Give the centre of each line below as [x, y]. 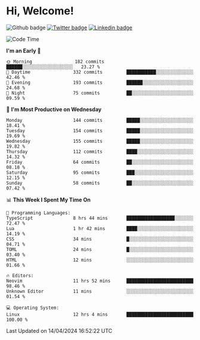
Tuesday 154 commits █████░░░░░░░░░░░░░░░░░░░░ [100, 131]
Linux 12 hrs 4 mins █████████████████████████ [100, 314]
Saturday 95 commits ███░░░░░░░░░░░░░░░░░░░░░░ [100, 172]
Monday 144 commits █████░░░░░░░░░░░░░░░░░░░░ [100, 120]
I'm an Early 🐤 [24, 50]
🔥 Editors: [20, 275]
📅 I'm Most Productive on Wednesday [54, 109]
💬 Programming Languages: [38, 213]
